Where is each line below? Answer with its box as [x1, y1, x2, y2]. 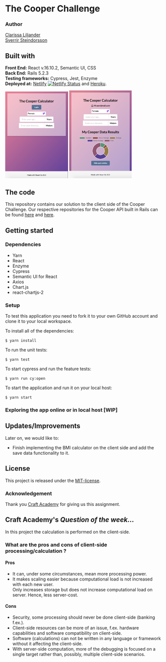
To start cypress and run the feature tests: [5, 366, 91, 372]
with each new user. [12, 581, 54, 587]
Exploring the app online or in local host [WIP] [5, 407, 118, 414]
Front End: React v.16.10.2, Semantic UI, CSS [5, 65, 96, 71]
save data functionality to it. [12, 450, 70, 456]
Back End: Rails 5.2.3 [5, 70, 49, 76]
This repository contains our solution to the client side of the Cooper [5, 201, 145, 207]
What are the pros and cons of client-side [5, 541, 107, 548]
